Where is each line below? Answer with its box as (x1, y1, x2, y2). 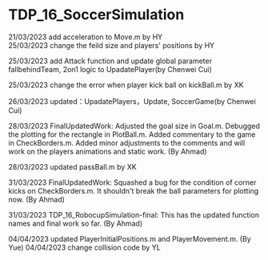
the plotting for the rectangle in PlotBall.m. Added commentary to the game (8, 130, 256, 139)
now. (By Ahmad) (8, 194, 66, 204)
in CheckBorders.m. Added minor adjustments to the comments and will (8, 138, 246, 147)
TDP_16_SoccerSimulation (8, 6, 185, 24)
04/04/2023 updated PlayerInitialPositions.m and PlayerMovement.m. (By (8, 234, 251, 243)
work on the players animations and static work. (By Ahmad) (8, 146, 207, 156)
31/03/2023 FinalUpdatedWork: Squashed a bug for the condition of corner (8, 178, 257, 187)
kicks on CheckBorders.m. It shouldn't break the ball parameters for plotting (8, 186, 259, 195)
